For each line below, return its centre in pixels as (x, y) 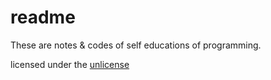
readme (43, 17)
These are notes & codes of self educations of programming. (136, 45)
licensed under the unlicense (70, 64)
